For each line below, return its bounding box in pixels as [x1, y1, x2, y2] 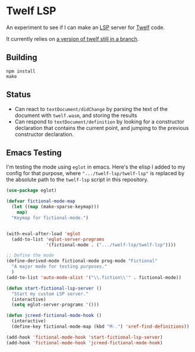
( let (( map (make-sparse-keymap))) [11, 204, 100, 210]
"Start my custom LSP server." [11, 291, 89, 297]
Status [6, 90, 31, 100]
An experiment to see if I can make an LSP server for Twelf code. [6, 24, 165, 31]
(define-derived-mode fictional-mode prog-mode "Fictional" [6, 258, 158, 264]
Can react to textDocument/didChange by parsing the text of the [14, 105, 168, 112]
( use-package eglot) [6, 188, 57, 194]
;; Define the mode [6, 252, 55, 259]
